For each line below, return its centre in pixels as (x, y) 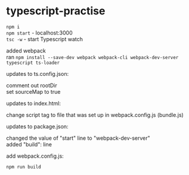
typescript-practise (56, 11)
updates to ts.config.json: (38, 73)
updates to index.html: (34, 103)
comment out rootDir (32, 85)
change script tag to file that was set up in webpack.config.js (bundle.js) (95, 115)
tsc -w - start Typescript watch (45, 39)
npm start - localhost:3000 (39, 33)
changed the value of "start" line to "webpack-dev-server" (78, 138)
